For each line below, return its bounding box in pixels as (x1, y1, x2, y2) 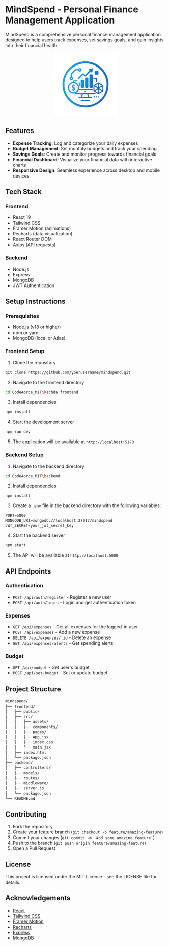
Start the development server (12, 419, 75, 425)
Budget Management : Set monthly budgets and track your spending (12, 145, 157, 151)
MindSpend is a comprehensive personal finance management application (5, 31, 161, 37)
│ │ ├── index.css (5, 740, 53, 745)
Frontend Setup (5, 348, 45, 355)
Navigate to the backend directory (12, 463, 85, 469)
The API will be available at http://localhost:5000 (12, 552, 119, 558)
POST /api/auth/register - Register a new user (12, 593, 112, 600)
